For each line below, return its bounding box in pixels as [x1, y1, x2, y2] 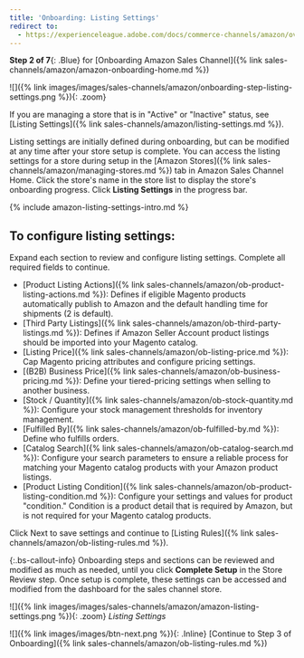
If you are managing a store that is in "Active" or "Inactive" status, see [9, 110, 270, 120]
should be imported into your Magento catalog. [22, 337, 199, 348]
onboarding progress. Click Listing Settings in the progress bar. [9, 185, 248, 195]
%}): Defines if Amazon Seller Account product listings [64, 328, 270, 339]
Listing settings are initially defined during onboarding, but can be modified [9, 137, 290, 148]
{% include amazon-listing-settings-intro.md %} [9, 202, 189, 213]
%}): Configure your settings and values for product [99, 491, 293, 502]
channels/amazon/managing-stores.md [9, 165, 157, 176]
